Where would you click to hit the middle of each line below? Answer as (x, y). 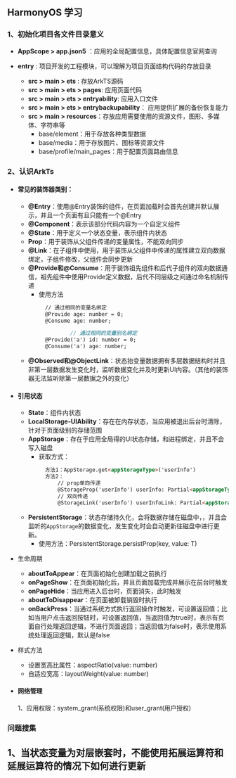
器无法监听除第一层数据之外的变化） (80, 378)
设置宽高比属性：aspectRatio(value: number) (93, 665)
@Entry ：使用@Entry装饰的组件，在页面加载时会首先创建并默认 (120, 206)
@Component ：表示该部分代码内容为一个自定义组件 (104, 224)
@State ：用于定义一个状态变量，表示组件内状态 (97, 232)
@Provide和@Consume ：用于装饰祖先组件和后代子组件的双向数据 (125, 268)
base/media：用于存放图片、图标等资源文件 (101, 142)
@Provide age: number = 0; (84, 314)
